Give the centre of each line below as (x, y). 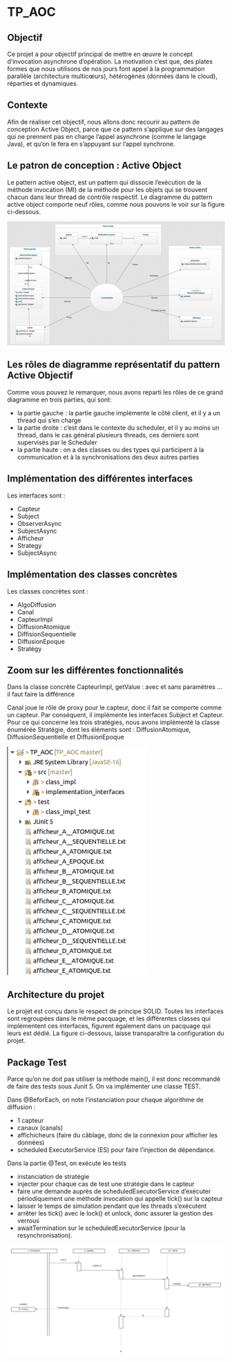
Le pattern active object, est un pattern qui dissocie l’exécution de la (104, 182)
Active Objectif (40, 376)
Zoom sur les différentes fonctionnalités (96, 670)
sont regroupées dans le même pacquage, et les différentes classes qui (109, 1019)
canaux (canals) (40, 1128)
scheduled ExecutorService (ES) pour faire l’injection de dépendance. (116, 1150)
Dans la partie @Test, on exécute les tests (67, 1163)
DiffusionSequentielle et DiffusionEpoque (66, 737)
